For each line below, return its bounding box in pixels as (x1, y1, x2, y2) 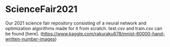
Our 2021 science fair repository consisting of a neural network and (5, 20, 147, 26)
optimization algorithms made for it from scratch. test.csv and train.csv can (5, 25, 162, 31)
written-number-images (5, 36, 55, 42)
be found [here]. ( (5, 30, 42, 36)
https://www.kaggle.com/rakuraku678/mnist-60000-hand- (42, 30, 165, 36)
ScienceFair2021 (5, 3, 78, 15)
